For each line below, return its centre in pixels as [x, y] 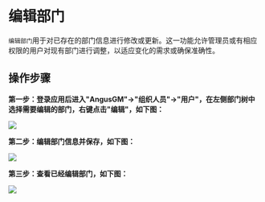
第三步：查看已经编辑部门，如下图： [68, 173]
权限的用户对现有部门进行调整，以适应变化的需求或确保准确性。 [114, 50]
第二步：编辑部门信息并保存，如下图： [71, 141]
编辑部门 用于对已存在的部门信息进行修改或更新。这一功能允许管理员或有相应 [133, 40]
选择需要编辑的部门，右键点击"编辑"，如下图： [86, 109]
